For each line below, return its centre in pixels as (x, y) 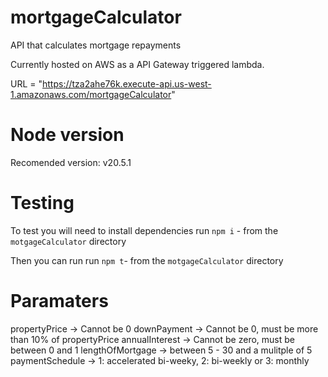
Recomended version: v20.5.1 (71, 162)
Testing (42, 203)
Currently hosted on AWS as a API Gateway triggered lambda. (137, 64)
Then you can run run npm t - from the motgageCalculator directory (147, 260)
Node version (67, 135)
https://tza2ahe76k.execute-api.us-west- (127, 83)
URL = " (26, 83)
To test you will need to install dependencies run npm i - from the (144, 230)
